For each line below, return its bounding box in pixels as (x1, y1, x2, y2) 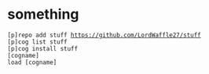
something (7, 5, 79, 23)
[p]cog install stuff (7, 44, 79, 52)
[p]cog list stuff (7, 37, 68, 46)
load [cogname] (7, 58, 57, 66)
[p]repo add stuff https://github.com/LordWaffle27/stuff (7, 31, 201, 39)
